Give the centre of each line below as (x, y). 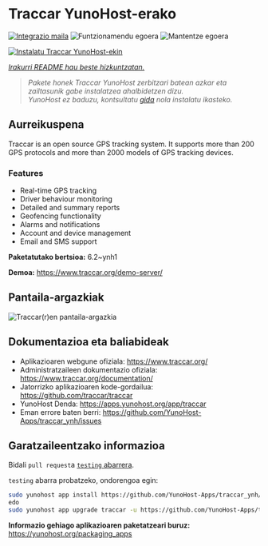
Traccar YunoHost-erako (93, 14)
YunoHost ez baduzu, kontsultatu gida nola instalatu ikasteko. (130, 99)
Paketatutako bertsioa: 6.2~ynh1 (63, 257)
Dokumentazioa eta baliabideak (89, 342)
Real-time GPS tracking (58, 191)
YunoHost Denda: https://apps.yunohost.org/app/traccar (113, 404)
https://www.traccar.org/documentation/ (87, 378)
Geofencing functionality (60, 216)
